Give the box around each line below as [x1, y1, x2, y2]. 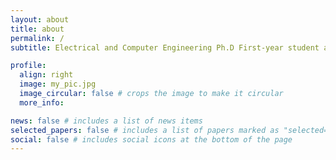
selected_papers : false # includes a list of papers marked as [10, 125, 280, 135]
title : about [10, 24, 65, 34]
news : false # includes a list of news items [10, 116, 203, 126]
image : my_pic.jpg [19, 79, 97, 90]
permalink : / [10, 33, 65, 43]
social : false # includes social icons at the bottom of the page [10, 134, 293, 145]
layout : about [10, 14, 70, 25]
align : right [19, 70, 74, 80]
